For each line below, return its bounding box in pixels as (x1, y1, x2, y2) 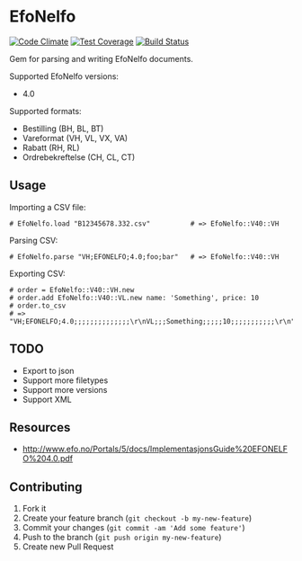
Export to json (22, 365, 75, 376)
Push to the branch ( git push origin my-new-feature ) (22, 532, 222, 543)
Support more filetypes (22, 375, 109, 386)
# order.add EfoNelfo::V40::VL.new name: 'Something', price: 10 (9, 293, 259, 302)
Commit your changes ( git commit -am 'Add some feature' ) (22, 522, 245, 533)
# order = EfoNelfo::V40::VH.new (9, 285, 135, 294)
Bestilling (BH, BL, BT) (22, 123, 104, 134)
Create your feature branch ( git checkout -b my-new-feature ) (22, 512, 253, 523)
